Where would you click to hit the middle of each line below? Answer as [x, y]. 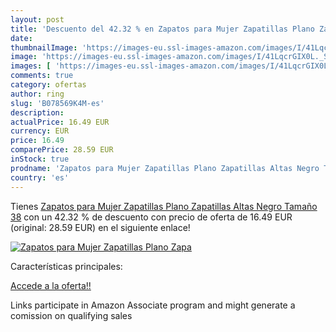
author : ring [37, 94]
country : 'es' [40, 177]
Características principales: [66, 266]
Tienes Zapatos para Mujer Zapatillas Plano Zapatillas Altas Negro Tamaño [164, 206]
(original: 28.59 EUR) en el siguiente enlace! [100, 227]
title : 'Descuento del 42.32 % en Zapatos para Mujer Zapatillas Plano [162, 29]
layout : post [37, 19]
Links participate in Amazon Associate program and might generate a [153, 305]
